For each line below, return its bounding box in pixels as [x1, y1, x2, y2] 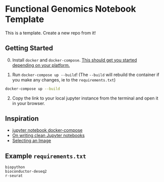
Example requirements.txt [5, 152, 87, 160]
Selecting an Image [12, 138, 51, 143]
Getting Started [5, 44, 53, 52]
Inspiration [5, 115, 39, 123]
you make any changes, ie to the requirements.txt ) [12, 77, 116, 82]
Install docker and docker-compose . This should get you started [12, 57, 137, 63]
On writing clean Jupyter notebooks [12, 133, 85, 139]
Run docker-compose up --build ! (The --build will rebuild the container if [12, 72, 160, 78]
